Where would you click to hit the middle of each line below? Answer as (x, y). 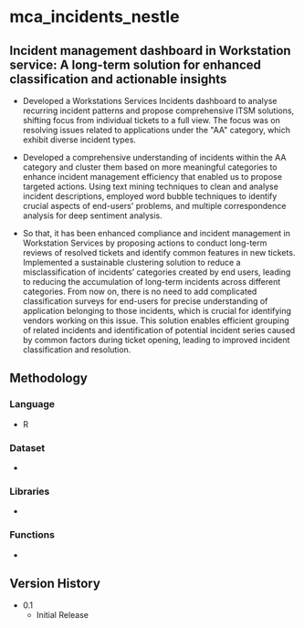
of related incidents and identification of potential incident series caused (159, 330)
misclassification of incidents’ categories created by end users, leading (157, 272)
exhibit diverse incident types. (79, 140)
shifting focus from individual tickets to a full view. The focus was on (151, 120)
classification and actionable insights (118, 79)
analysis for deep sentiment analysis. (92, 215)
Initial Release (63, 615)
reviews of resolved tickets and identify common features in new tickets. (159, 252)
